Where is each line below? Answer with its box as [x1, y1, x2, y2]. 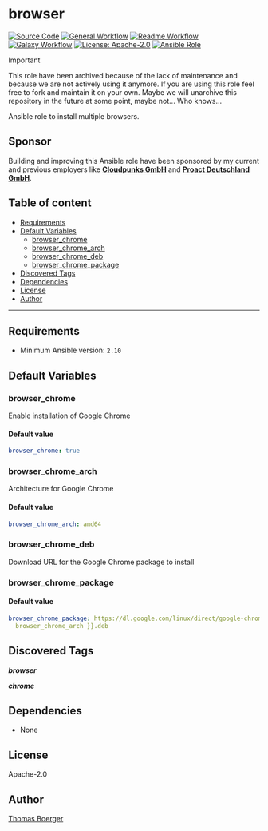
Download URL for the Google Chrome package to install [8, 557, 195, 567]
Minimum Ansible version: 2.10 [19, 345, 122, 356]
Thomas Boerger [8, 813, 64, 823]
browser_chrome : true [8, 447, 81, 455]
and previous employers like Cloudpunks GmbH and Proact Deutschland [8, 165, 250, 174]
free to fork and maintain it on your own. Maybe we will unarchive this [8, 87, 238, 97]
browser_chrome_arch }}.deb [15, 622, 109, 630]
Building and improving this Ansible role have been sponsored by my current [8, 156, 259, 165]
